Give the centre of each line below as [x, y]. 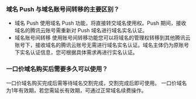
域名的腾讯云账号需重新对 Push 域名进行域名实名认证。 [81, 30]
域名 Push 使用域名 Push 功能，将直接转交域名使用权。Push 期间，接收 [100, 23]
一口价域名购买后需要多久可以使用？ [57, 69]
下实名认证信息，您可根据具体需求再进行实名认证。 [76, 52]
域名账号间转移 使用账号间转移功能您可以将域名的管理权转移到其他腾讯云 [102, 38]
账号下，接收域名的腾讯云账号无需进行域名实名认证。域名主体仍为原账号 [102, 45]
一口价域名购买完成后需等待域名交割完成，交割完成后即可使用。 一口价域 [94, 83]
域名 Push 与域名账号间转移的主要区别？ [63, 9]
